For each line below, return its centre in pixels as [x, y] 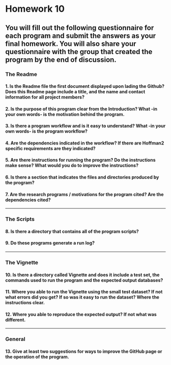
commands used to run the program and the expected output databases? [84, 280]
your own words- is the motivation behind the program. [65, 114]
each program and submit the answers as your [81, 35]
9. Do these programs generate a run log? [50, 243]
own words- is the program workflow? [47, 131]
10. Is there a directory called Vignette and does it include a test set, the [82, 275]
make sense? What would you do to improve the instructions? [72, 165]
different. [16, 320]
